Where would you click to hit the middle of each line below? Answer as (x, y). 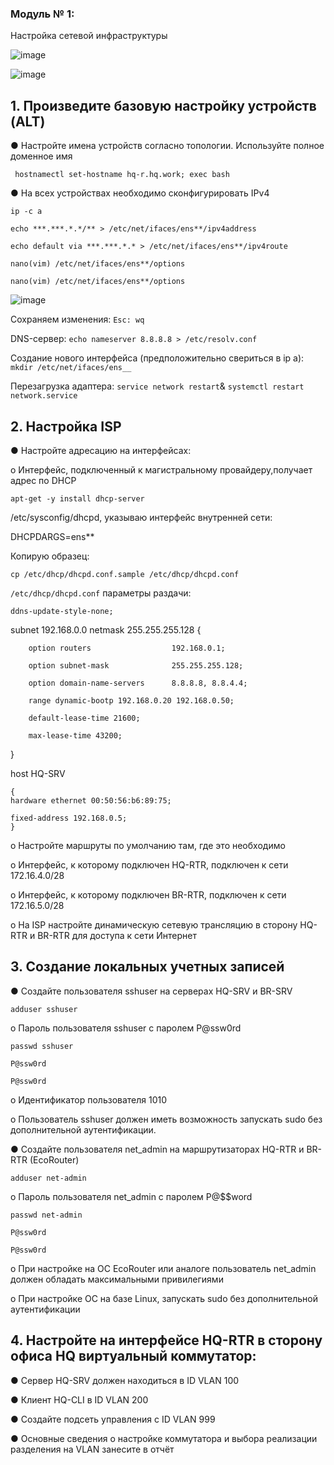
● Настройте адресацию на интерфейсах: (101, 450)
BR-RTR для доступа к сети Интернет (117, 935)
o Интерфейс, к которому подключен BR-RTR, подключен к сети (148, 894)
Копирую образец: (50, 556)
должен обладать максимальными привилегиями (117, 1279)
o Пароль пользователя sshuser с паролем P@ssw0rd (126, 1028)
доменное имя (41, 156)
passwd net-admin (46, 1215)
